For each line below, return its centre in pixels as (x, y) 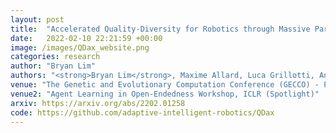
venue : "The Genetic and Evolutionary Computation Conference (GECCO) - (165, 85)
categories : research (55, 57)
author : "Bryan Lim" (53, 66)
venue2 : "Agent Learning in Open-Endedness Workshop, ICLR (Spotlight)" (165, 94)
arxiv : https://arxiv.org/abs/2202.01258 (98, 103)
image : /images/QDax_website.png (80, 47)
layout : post (37, 19)
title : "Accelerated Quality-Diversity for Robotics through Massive (160, 29)
